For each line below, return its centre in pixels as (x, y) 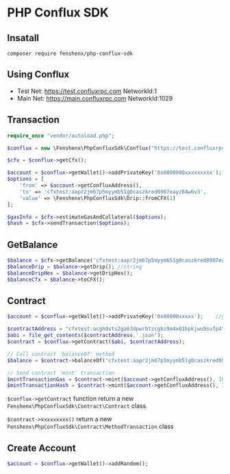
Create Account (42, 448)
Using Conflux (38, 74)
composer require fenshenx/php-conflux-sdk (70, 53)
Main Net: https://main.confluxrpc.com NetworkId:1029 (95, 98)
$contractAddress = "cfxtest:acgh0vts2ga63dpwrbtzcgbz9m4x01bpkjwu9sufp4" (116, 329)
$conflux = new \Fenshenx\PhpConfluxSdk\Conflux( (79, 148)
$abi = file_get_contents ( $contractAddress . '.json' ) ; (86, 336)
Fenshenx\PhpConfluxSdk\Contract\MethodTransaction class (90, 427)
